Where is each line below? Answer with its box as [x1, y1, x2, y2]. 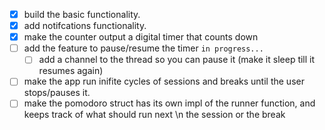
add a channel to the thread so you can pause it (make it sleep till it [38, 54, 316, 66]
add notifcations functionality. [23, 20, 147, 32]
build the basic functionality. [23, 9, 141, 20]
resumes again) [38, 65, 104, 77]
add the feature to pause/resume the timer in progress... [23, 42, 264, 54]
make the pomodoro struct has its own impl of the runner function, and [23, 97, 316, 109]
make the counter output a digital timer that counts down [23, 31, 259, 43]
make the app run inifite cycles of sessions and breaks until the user [23, 75, 305, 88]
